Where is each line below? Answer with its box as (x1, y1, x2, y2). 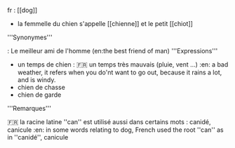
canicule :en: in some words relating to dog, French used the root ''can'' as (7, 126, 224, 134)
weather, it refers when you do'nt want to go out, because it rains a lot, (17, 68, 222, 76)
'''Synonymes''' (7, 33, 53, 41)
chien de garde (17, 90, 62, 99)
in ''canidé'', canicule (7, 133, 69, 141)
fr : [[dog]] (7, 6, 38, 14)
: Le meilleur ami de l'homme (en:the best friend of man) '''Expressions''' (7, 47, 218, 55)
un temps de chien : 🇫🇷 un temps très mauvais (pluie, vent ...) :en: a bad (17, 60, 229, 69)
